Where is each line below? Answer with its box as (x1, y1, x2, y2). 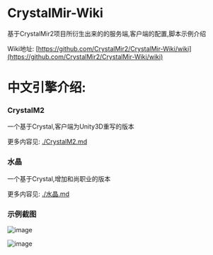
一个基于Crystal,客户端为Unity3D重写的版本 (7, 122, 134, 131)
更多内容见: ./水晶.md (7, 190, 69, 198)
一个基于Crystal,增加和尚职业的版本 (7, 174, 111, 183)
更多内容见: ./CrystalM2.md (7, 137, 87, 146)
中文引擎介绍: (7, 80, 86, 96)
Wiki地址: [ (7, 44, 39, 53)
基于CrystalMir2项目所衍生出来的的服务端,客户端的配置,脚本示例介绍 (7, 29, 207, 38)
